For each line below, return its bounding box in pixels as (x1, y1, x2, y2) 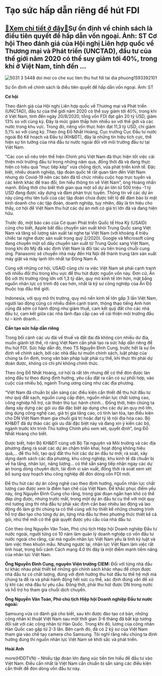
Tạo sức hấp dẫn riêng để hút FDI (5, 5, 140, 16)
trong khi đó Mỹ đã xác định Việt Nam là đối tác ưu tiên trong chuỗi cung (5, 245, 150, 251)
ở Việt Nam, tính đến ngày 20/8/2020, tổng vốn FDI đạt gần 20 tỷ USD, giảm (5, 113, 157, 119)
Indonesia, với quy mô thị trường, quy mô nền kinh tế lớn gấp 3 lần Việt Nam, (5, 295, 158, 301)
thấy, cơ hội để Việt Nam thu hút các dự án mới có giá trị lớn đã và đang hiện (5, 205, 157, 211)
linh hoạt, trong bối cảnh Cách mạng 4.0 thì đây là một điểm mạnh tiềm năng (5, 547, 158, 552)
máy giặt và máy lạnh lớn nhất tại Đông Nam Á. (5, 256, 98, 261)
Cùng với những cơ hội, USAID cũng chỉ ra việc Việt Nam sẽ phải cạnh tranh (5, 265, 156, 271)
